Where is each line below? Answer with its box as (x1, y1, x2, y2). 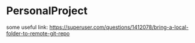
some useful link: (6, 24, 48, 31)
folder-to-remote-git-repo (6, 29, 70, 37)
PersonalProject (6, 4, 88, 18)
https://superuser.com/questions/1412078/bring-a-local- (49, 24, 189, 31)
